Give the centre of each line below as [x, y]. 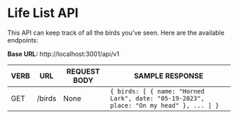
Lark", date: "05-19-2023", [157, 98]
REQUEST [83, 71]
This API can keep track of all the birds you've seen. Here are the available [116, 33]
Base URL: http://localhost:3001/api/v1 [63, 54]
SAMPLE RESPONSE [169, 76]
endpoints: [23, 40]
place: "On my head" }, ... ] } [165, 105]
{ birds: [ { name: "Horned [157, 91]
